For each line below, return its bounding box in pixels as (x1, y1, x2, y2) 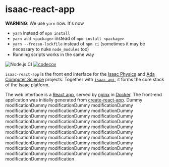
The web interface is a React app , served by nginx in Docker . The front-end (5, 91, 162, 97)
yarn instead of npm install (12, 30, 70, 36)
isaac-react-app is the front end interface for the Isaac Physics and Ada (5, 71, 155, 77)
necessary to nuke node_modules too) (12, 46, 89, 52)
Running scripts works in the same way (12, 51, 94, 58)
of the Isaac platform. (5, 82, 50, 88)
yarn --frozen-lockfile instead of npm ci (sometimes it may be (12, 40, 145, 46)
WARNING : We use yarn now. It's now (5, 20, 84, 26)
